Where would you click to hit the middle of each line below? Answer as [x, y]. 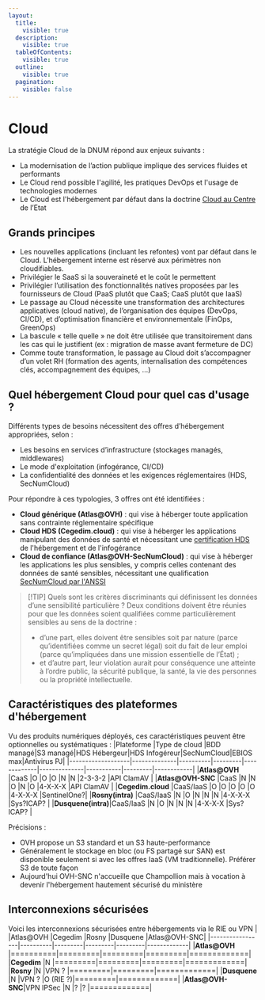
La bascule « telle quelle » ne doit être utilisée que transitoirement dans [136, 336]
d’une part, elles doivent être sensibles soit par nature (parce [139, 637]
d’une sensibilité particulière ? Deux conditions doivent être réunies [137, 605]
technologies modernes [58, 191]
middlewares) [42, 458]
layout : [21, 15]
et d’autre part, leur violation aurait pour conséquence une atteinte [147, 662]
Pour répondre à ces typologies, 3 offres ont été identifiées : [106, 498]
